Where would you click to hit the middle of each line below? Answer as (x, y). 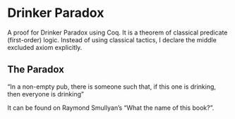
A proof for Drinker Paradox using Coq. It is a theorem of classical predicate (117, 32)
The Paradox (36, 69)
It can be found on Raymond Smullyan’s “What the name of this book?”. (111, 108)
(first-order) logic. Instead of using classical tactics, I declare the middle (112, 39)
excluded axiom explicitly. (45, 47)
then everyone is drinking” (46, 94)
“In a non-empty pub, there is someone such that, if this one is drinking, (112, 87)
